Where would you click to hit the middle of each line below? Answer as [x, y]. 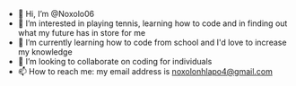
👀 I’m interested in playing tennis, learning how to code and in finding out [152, 23]
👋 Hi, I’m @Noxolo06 [56, 14]
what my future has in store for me [82, 33]
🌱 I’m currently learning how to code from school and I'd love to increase [152, 42]
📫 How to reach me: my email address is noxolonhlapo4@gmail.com [145, 71]
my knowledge [45, 52]
